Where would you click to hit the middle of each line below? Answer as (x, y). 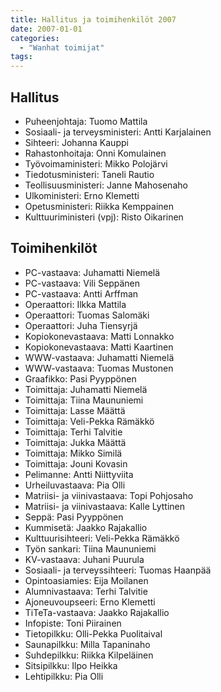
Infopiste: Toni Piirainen (73, 623)
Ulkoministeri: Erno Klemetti (82, 195)
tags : (21, 57)
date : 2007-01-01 (46, 29)
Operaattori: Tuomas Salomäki (87, 315)
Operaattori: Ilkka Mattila (75, 304)
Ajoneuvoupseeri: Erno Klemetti (90, 602)
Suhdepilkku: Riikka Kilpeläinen (89, 655)
